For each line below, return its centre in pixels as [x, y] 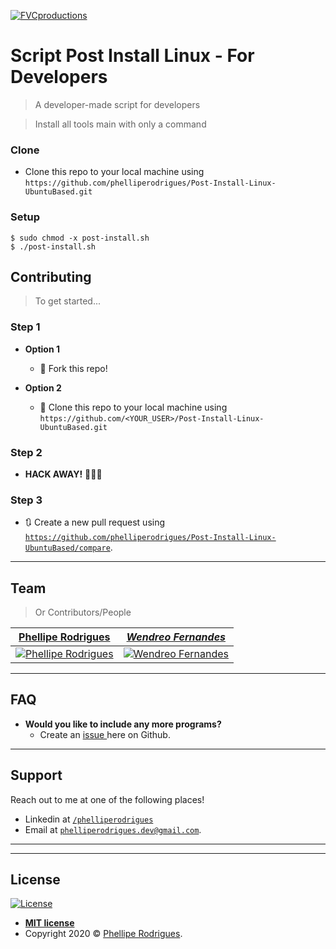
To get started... [68, 301]
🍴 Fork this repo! [73, 368]
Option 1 [42, 349]
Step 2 [26, 452]
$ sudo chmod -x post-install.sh [80, 238]
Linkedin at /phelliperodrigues [89, 819]
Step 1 [25, 327]
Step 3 [26, 500]
